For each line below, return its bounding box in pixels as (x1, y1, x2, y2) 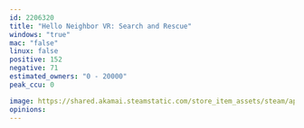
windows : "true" (9, 30, 71, 39)
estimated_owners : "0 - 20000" (9, 72, 128, 81)
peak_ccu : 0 (9, 80, 54, 89)
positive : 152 (9, 55, 63, 64)
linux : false (9, 47, 59, 56)
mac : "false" (9, 38, 59, 48)
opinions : (9, 105, 47, 114)
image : (9, 96, 34, 105)
